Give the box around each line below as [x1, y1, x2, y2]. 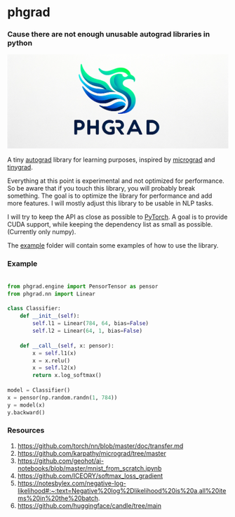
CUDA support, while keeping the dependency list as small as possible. [7, 219, 213, 229]
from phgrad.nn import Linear [7, 290, 96, 298]
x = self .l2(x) [32, 364, 77, 371]
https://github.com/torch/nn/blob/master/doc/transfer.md [17, 441, 184, 450]
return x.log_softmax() [32, 372, 102, 379]
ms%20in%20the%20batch [17, 494, 98, 502]
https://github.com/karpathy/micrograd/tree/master [17, 449, 166, 457]
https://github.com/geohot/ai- [17, 457, 104, 465]
